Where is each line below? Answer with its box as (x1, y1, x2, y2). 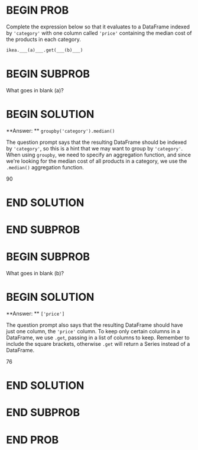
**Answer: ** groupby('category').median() (6, 127, 115, 134)
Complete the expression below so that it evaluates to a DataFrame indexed (6, 23, 190, 30)
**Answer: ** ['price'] (6, 310, 65, 317)
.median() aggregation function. (6, 163, 85, 171)
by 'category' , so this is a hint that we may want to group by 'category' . (6, 144, 183, 152)
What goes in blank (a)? (6, 86, 64, 94)
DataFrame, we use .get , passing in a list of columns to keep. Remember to (6, 334, 190, 341)
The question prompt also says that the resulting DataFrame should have (6, 321, 183, 329)
